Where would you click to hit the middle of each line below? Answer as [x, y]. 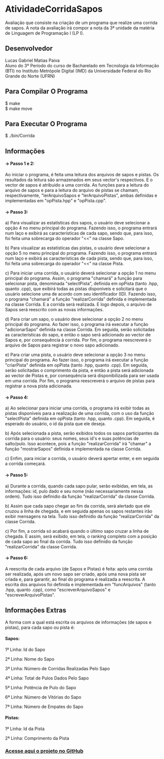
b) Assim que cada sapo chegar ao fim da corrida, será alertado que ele [78, 506]
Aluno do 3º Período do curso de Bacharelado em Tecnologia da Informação [82, 65]
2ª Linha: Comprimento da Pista [37, 738]
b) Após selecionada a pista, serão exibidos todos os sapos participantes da [82, 434]
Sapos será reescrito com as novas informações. [54, 310]
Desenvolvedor [29, 48]
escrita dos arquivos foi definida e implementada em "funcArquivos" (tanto [81, 584]
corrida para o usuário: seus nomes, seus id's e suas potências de [72, 438]
